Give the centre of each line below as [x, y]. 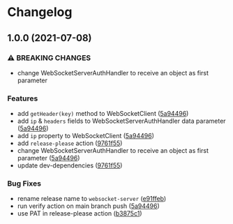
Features [23, 98]
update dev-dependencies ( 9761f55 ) [70, 165]
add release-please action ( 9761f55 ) [70, 143]
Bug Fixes [24, 184]
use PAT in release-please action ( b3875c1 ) [80, 214]
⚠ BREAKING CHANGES [49, 58]
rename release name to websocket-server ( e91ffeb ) [92, 199]
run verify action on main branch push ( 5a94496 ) [89, 206]
